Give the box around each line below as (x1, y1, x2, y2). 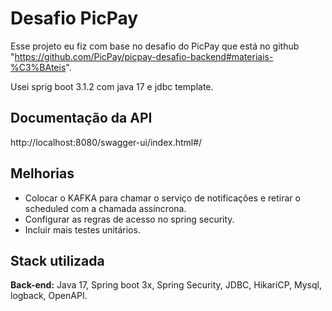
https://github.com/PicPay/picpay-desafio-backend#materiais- (14, 50, 274, 62)
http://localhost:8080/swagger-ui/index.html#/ (10, 136, 203, 148)
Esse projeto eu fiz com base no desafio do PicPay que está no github (10, 40, 300, 52)
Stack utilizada (10, 252, 105, 269)
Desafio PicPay (10, 7, 139, 30)
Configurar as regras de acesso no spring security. (24, 213, 235, 225)
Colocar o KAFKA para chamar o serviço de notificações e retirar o (24, 192, 301, 204)
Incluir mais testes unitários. (24, 223, 141, 236)
